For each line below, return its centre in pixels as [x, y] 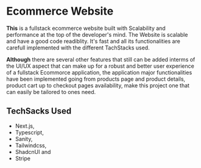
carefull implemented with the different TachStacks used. [78, 48]
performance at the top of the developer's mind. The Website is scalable [97, 34]
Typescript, [29, 132]
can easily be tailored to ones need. [51, 92]
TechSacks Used [39, 111]
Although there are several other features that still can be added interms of [101, 59]
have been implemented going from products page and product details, [96, 79]
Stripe [23, 158]
